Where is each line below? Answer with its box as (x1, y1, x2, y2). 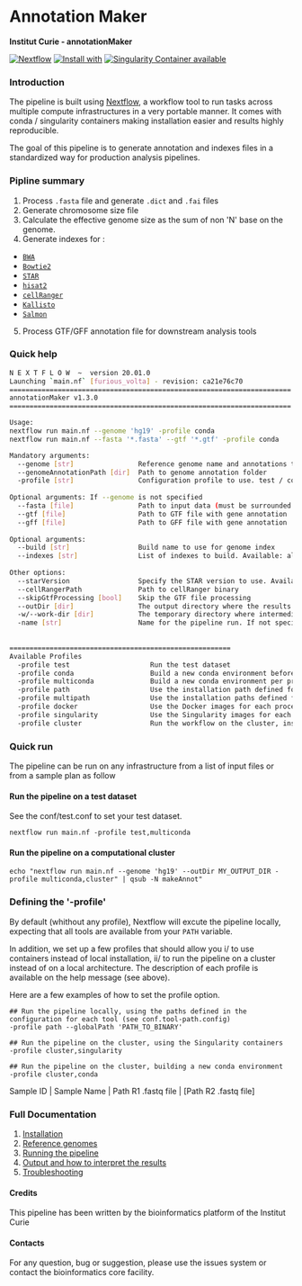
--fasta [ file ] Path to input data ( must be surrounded (17, 501, 292, 510)
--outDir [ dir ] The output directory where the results (17, 601, 292, 611)
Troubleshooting (22, 1167, 84, 1177)
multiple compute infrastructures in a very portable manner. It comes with (9, 106, 282, 117)
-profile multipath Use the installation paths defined (17, 694, 288, 703)
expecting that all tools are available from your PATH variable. (9, 925, 234, 937)
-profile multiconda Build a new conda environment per (17, 677, 283, 686)
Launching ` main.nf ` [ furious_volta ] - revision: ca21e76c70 (9, 376, 244, 386)
